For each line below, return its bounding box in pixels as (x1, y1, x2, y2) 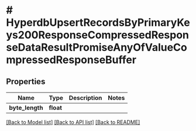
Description (68, 94, 102, 102)
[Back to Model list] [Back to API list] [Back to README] (6, 119, 140, 126)
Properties (6, 77, 46, 87)
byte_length (9, 104, 43, 112)
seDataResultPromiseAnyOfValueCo (6, 41, 187, 54)
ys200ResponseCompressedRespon (6, 29, 189, 42)
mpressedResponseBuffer (6, 53, 136, 67)
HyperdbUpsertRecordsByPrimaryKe (6, 16, 190, 29)
